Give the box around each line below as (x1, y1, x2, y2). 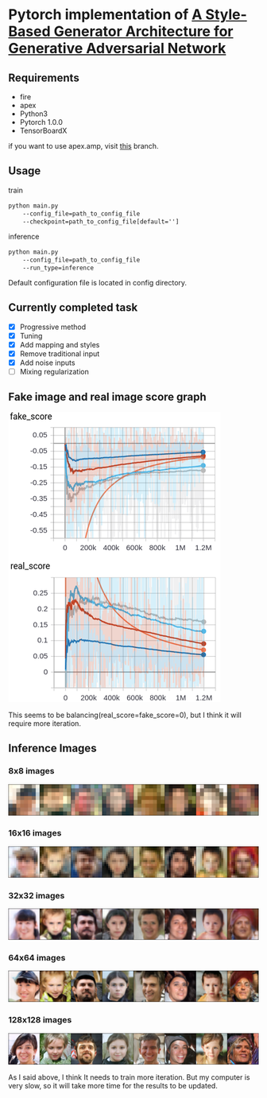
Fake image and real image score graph (8, 390, 207, 404)
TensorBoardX (19, 126, 68, 135)
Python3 (19, 109, 48, 118)
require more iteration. (8, 718, 82, 728)
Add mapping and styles (19, 339, 100, 349)
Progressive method (19, 322, 87, 332)
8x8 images (8, 766, 55, 777)
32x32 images (8, 890, 65, 901)
